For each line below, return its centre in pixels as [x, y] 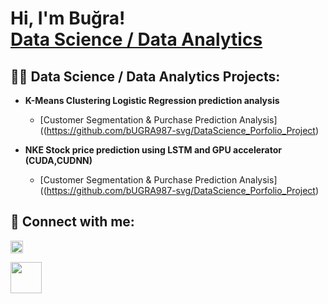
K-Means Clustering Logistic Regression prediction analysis [152, 100]
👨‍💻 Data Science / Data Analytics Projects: [145, 76]
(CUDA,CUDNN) [58, 160]
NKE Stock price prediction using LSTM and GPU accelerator [153, 150]
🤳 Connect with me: [72, 222]
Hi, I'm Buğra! [68, 18]
